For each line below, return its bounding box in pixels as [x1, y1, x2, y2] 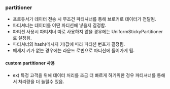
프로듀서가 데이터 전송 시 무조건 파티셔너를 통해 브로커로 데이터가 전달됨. [12, 16, 156, 22]
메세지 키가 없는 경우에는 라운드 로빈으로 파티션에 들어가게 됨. [12, 47, 135, 54]
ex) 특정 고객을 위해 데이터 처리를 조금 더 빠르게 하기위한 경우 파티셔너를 [12, 72, 156, 78]
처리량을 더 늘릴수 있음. [18, 78, 64, 84]
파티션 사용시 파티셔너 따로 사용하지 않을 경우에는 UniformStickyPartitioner [12, 29, 163, 35]
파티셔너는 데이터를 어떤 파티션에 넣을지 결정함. [12, 22, 107, 29]
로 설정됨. [12, 35, 32, 41]
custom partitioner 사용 [5, 60, 55, 66]
